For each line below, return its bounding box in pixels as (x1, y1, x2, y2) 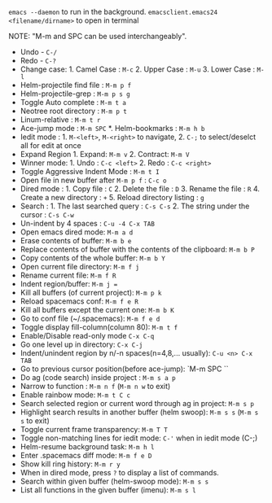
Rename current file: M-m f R (20, 270, 116, 280)
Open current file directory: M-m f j (20, 262, 140, 271)
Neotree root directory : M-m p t (20, 106, 128, 116)
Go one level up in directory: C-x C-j (20, 339, 143, 349)
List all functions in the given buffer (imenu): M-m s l (20, 485, 197, 495)
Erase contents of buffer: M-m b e (20, 236, 132, 245)
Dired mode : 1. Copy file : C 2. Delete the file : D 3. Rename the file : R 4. (20, 184, 261, 194)
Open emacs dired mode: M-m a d (20, 227, 134, 237)
